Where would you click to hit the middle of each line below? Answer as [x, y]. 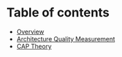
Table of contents [58, 13]
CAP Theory [34, 46]
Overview [30, 32]
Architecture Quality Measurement [66, 38]
